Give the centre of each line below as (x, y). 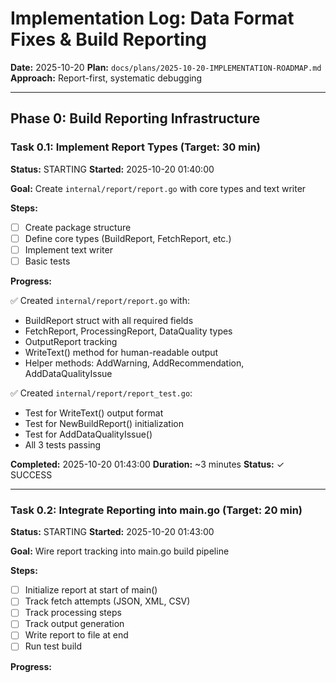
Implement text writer (68, 249)
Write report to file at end (76, 635)
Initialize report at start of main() (91, 590)
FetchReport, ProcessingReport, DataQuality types (128, 331)
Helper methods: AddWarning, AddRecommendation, (134, 363)
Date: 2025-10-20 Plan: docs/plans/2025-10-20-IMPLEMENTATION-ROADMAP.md (166, 67)
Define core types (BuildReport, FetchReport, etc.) (128, 238)
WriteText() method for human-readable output (121, 352)
